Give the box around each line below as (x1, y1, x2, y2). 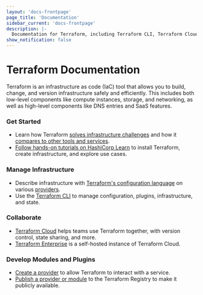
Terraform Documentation (6, 63, 140, 77)
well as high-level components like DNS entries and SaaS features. (6, 102, 172, 109)
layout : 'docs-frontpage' (6, 8, 71, 15)
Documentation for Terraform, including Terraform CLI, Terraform (11, 31, 182, 37)
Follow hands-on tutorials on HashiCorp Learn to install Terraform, (14, 144, 180, 151)
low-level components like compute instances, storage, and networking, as (6, 96, 193, 103)
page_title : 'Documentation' (6, 15, 80, 21)
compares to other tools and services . (14, 137, 110, 145)
